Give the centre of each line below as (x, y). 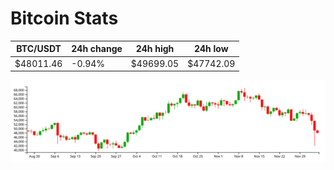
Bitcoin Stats (64, 18)
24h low (211, 49)
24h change (97, 49)
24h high (155, 49)
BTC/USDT (39, 49)
